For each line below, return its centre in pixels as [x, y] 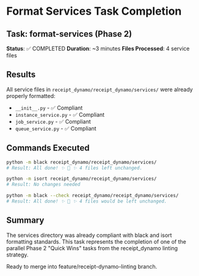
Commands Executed [48, 148]
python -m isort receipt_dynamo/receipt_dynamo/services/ [81, 179]
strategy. [17, 255]
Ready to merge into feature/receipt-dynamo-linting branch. [82, 266]
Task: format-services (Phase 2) [69, 34]
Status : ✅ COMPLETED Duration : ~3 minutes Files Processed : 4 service [98, 48]
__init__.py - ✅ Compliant [49, 108]
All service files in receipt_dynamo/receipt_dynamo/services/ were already [100, 89]
